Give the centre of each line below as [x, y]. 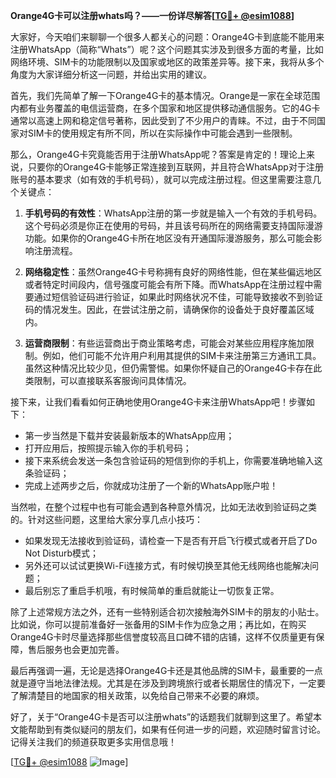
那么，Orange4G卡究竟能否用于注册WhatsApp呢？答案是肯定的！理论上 [158, 154]
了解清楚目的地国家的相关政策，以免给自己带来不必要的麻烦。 [137, 695]
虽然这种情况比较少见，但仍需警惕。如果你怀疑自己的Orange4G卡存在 [169, 368]
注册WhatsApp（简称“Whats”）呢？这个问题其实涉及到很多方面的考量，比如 [167, 49]
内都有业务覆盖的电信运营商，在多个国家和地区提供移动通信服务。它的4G [161, 108]
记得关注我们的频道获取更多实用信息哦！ [93, 742]
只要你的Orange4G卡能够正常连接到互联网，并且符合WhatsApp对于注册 [175, 167]
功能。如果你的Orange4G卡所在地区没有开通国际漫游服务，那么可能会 [169, 238]
